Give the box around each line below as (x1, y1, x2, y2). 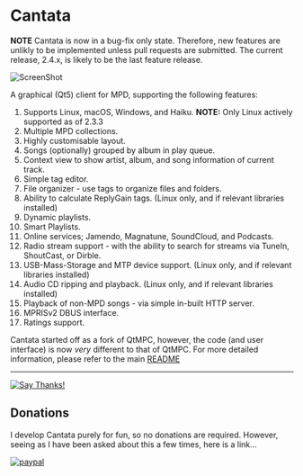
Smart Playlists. (22, 221, 81, 232)
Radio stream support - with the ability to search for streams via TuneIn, (22, 240, 290, 251)
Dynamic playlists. (22, 211, 92, 222)
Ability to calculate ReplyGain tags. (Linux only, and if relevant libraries (22, 193, 285, 203)
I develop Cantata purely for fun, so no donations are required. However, (10, 429, 279, 440)
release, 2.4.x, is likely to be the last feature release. (10, 54, 203, 65)
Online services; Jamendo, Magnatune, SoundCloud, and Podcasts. (22, 230, 274, 241)
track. (22, 164, 46, 175)
